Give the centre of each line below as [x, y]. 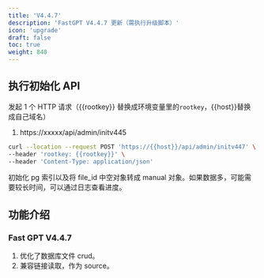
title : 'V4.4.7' [35, 15]
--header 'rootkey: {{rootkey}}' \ [67, 154]
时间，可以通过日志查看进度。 [77, 187]
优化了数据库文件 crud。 [59, 256]
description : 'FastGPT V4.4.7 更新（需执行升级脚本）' [94, 23]
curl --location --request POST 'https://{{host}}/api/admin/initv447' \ [132, 147]
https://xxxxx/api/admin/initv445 [73, 132]
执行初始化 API [44, 86]
